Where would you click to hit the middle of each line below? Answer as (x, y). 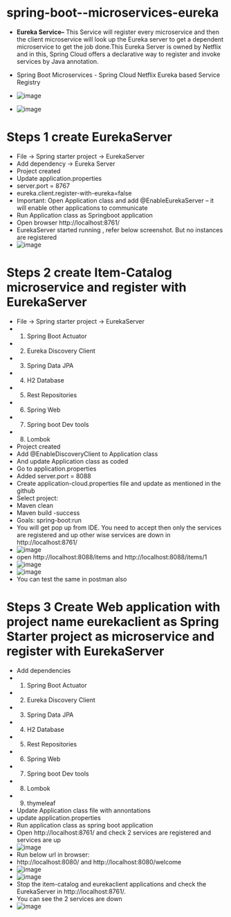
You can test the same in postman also (72, 579)
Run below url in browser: (53, 855)
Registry (28, 82)
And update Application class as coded (72, 461)
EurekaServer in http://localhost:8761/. (71, 891)
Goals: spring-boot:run (49, 520)
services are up (39, 839)
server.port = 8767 (43, 186)
